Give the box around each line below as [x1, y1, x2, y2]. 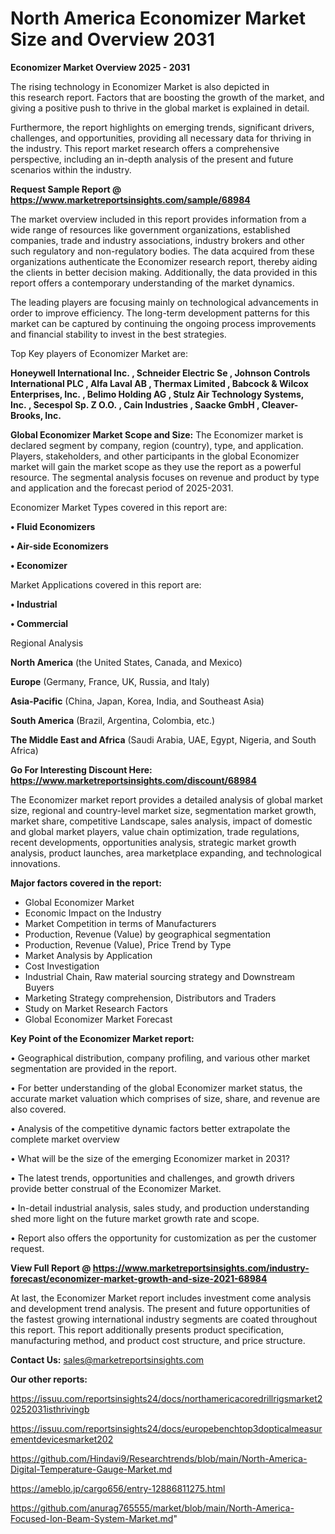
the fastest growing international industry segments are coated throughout [10, 1313, 318, 1325]
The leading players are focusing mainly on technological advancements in [10, 296, 319, 308]
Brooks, [10, 409, 44, 421]
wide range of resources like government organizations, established [10, 223, 291, 236]
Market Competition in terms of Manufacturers [24, 917, 217, 929]
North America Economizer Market [10, 7, 307, 30]
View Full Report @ [10, 1262, 92, 1274]
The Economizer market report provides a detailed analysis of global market [10, 793, 323, 806]
